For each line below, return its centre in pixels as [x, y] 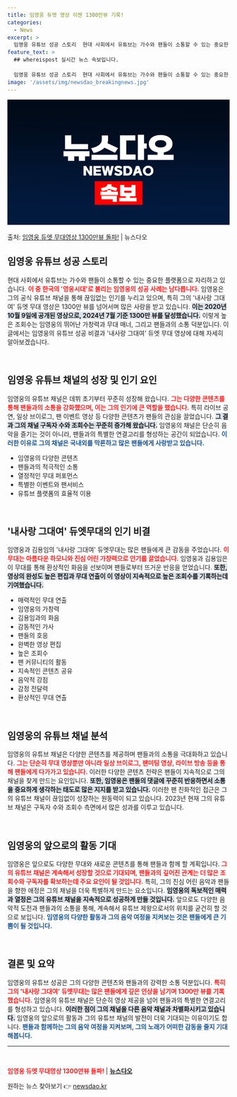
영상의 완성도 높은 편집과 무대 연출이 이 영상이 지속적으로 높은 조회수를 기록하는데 [118, 576]
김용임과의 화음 [38, 618]
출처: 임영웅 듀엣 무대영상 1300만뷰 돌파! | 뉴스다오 [78, 237]
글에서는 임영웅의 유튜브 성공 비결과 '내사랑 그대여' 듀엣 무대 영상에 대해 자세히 [115, 333]
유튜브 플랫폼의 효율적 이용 [54, 493]
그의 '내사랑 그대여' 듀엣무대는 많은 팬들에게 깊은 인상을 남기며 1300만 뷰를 [109, 991]
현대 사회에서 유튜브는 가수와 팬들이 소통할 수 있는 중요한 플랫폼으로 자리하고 [113, 280]
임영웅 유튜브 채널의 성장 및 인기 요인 [82, 380]
